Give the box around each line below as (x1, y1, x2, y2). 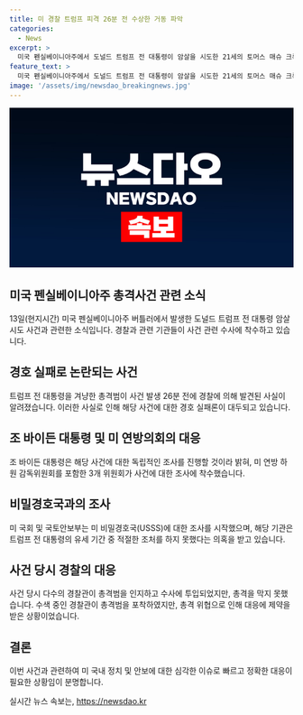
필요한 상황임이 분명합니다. (9, 677, 104, 688)
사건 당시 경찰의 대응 (9, 562, 116, 578)
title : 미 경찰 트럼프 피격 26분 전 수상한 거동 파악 (9, 14, 183, 23)
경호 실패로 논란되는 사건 (9, 365, 138, 380)
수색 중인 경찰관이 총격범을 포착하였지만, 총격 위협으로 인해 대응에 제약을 (35, 599, 291, 610)
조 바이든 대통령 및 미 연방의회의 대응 (9, 431, 201, 446)
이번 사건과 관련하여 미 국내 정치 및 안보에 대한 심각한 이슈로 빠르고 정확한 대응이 (9, 665, 293, 676)
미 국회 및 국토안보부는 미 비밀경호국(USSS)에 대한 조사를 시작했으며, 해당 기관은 (9, 522, 294, 533)
